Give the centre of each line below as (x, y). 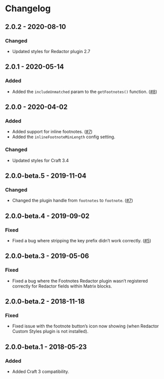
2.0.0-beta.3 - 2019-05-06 (47, 256)
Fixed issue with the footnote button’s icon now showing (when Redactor (85, 326)
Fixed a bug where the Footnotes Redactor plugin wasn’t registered (80, 281)
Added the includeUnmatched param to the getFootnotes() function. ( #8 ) (85, 91)
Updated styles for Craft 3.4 (40, 160)
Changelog (28, 9)
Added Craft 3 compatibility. (41, 371)
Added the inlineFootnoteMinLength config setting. (64, 137)
